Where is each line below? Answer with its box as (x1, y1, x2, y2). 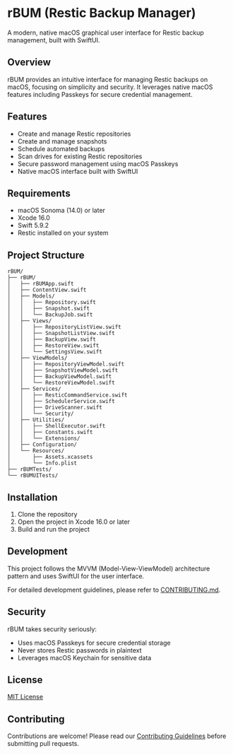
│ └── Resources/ (7, 447, 65, 455)
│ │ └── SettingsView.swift (7, 349, 102, 356)
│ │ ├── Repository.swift (7, 299, 97, 306)
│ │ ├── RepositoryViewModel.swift (7, 361, 125, 368)
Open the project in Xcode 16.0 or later (17, 517, 131, 526)
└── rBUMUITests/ (7, 472, 59, 479)
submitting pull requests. (7, 739, 80, 748)
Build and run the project (17, 525, 90, 533)
